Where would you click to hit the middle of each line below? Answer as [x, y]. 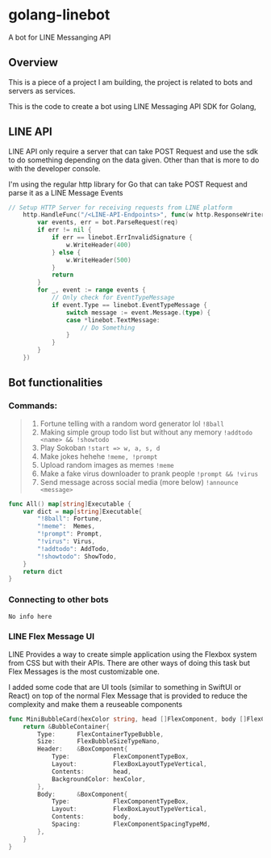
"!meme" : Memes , [66, 527]
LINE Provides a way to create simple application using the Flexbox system [133, 654]
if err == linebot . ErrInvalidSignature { [122, 238]
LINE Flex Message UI [52, 637]
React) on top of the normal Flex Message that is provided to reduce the [128, 696]
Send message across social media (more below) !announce [139, 482]
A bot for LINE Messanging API [60, 37]
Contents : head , [91, 772]
